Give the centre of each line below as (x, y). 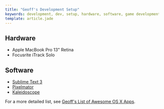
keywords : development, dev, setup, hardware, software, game (70, 14)
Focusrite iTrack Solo (33, 55)
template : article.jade (29, 18)
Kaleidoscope (26, 92)
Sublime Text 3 (27, 82)
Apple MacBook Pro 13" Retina (43, 50)
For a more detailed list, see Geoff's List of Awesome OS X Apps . (70, 101)
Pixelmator (23, 87)
